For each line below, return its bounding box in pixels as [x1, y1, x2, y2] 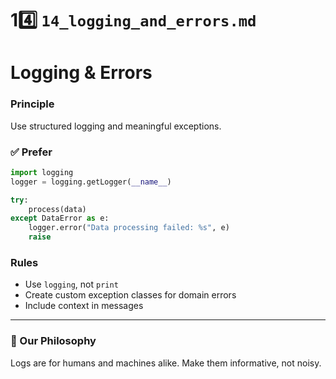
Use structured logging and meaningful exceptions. [10, 120, 222, 132]
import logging [10, 167, 74, 177]
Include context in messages [24, 300, 144, 312]
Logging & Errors [10, 62, 153, 84]
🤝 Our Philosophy [10, 334, 97, 348]
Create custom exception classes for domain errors [24, 289, 237, 301]
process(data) [28, 204, 87, 214]
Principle [10, 97, 55, 111]
